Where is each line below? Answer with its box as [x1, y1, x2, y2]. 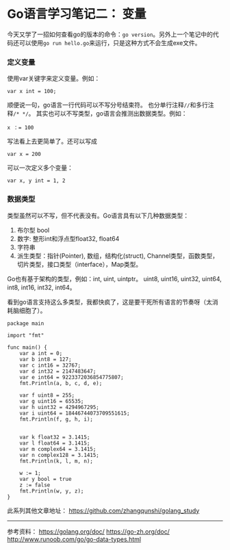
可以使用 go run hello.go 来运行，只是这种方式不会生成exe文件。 [18, 38, 201, 47]
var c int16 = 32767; [19, 362, 81, 369]
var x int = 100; [7, 88, 57, 95]
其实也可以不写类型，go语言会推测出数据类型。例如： [36, 109, 188, 118]
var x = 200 [7, 151, 41, 158]
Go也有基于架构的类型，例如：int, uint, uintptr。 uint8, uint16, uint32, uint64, [7, 274, 222, 283]
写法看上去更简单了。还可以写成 [7, 137, 97, 146]
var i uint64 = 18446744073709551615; [19, 410, 130, 417]
